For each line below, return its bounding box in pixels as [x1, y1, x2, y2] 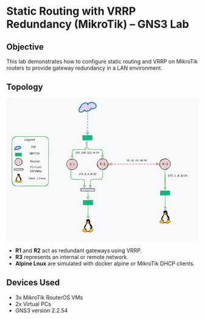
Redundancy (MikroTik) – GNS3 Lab [6, 17, 189, 31]
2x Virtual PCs [15, 300, 52, 307]
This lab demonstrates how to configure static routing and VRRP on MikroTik [6, 58, 198, 65]
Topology [6, 82, 43, 92]
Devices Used [6, 277, 60, 288]
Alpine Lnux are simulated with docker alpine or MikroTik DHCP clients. [15, 260, 195, 267]
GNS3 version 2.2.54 [15, 307, 68, 314]
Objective [6, 42, 44, 52]
